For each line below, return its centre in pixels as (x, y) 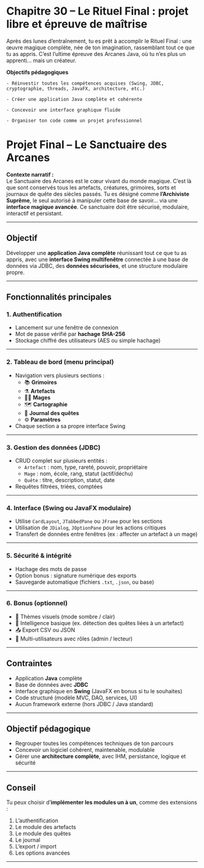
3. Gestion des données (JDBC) (53, 447)
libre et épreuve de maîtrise (77, 24)
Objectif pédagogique (49, 729)
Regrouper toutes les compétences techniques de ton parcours (94, 743)
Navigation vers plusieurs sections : (60, 375)
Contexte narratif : (30, 174)
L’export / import (36, 847)
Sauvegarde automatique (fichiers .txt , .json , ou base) (85, 582)
